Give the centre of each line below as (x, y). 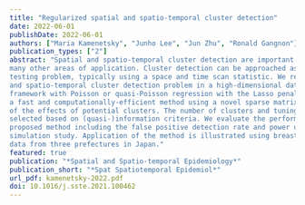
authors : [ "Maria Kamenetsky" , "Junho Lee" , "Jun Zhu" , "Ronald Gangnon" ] (154, 43)
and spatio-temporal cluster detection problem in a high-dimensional (146, 85)
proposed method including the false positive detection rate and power (150, 128)
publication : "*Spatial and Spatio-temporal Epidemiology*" (126, 161)
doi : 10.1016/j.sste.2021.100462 (73, 187)
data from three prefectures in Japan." (87, 144)
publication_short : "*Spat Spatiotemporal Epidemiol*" (115, 170)
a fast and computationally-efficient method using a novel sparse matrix (154, 102)
